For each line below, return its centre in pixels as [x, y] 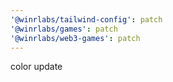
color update [36, 67]
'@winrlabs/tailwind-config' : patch [86, 19]
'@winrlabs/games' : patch [64, 29]
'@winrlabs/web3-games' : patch [75, 38]
